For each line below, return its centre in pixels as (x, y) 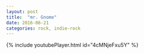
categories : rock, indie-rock (44, 28)
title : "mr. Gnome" (32, 17)
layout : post (22, 12)
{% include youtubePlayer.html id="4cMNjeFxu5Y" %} (72, 45)
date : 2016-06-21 (28, 23)
